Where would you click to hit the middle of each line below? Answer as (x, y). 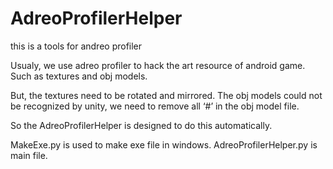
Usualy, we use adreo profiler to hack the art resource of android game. (158, 65)
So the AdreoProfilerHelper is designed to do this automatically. (141, 125)
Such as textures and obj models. (79, 76)
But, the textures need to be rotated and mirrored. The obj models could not (166, 95)
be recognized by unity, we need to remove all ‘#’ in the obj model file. (155, 106)
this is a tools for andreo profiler (76, 46)
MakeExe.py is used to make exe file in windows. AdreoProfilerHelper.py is (164, 144)
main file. (29, 155)
